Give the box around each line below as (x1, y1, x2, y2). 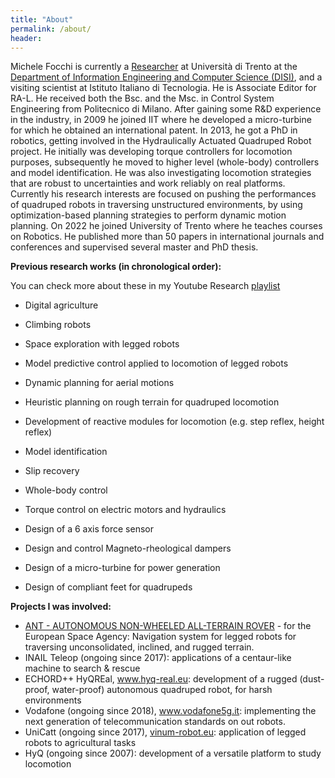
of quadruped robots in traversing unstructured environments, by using (10, 199, 303, 211)
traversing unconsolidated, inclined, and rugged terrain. (24, 641, 255, 653)
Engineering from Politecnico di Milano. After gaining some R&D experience (10, 103, 322, 115)
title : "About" (10, 14, 74, 25)
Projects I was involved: (10, 601, 112, 613)
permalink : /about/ (10, 24, 92, 34)
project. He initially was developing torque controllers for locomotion (10, 146, 293, 158)
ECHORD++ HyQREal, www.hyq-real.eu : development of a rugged (24, 673, 298, 685)
